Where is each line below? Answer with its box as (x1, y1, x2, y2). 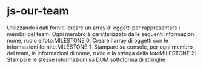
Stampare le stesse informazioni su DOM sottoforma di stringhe (7, 56, 166, 63)
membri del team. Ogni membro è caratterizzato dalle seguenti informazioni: (7, 30, 198, 37)
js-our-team (7, 4, 69, 18)
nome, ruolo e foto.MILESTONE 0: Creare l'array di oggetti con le (7, 37, 169, 44)
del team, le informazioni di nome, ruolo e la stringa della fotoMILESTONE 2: (7, 49, 196, 56)
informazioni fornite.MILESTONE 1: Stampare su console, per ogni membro (7, 43, 193, 50)
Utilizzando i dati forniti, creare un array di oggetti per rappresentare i (7, 24, 181, 31)
